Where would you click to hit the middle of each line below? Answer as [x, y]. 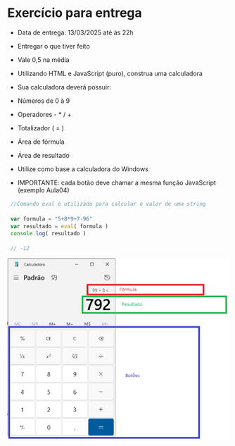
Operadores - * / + [44, 114]
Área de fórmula [41, 142]
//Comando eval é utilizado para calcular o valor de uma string [108, 204]
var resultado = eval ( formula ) [59, 226]
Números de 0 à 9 [44, 101]
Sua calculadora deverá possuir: [64, 87]
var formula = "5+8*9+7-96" [51, 219]
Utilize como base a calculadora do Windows [83, 169]
